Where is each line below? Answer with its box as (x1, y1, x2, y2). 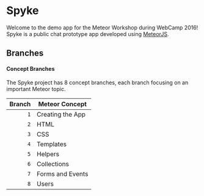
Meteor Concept (38, 100, 87, 108)
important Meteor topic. (6, 85, 66, 92)
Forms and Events (36, 169, 89, 178)
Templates (36, 140, 67, 148)
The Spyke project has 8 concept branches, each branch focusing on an (6, 79, 189, 86)
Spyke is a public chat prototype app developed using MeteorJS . (6, 30, 169, 37)
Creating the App (36, 110, 86, 118)
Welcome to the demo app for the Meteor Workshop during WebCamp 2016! (6, 24, 199, 31)
